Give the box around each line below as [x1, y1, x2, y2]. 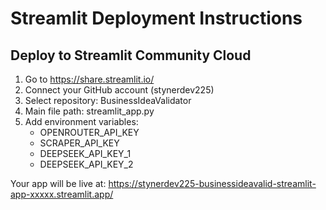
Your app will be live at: [10, 178, 107, 189]
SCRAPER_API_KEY [39, 137, 120, 149]
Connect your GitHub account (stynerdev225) [24, 84, 215, 96]
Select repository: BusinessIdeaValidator [24, 95, 192, 106]
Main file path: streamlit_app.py [24, 105, 155, 117]
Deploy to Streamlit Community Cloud [10, 47, 252, 64]
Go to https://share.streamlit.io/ [24, 73, 155, 85]
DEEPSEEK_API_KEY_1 [39, 148, 132, 159]
